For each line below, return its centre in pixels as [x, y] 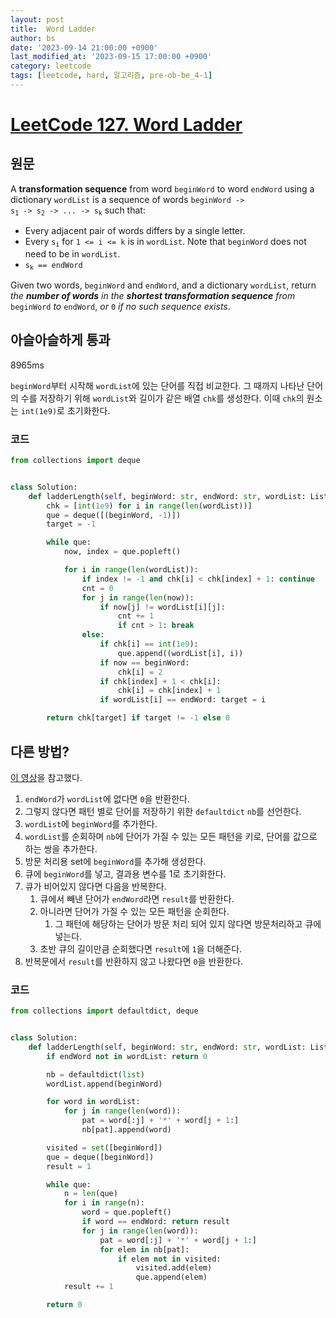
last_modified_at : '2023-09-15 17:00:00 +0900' [111, 57]
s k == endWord [53, 265]
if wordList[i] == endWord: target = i [183, 700]
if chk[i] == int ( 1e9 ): [149, 644]
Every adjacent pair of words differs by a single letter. [135, 231]
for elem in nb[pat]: [144, 1249]
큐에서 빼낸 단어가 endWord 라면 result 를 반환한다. [137, 898]
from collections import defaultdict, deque [104, 1011]
